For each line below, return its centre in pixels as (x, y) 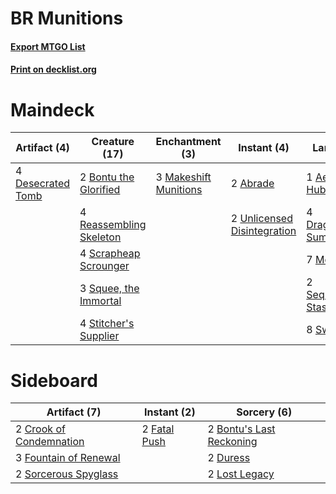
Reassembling (113, 225)
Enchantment (188, 142)
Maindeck (52, 109)
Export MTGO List (48, 46)
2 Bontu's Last (241, 429)
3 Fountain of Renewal (68, 458)
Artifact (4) (42, 148)
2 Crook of (40, 429)
